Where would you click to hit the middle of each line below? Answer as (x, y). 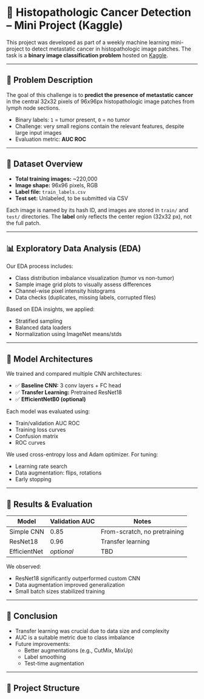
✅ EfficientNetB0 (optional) (50, 400)
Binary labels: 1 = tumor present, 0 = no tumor (73, 120)
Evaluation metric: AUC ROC (51, 139)
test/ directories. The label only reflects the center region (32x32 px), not (99, 217)
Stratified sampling (39, 321)
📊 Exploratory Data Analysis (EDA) (74, 249)
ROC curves (30, 443)
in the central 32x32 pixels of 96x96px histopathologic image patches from (100, 101)
